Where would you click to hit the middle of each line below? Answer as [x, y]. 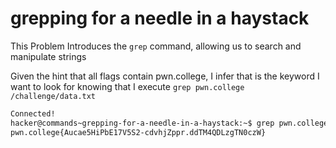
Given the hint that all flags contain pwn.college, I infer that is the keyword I [165, 76]
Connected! [33, 113]
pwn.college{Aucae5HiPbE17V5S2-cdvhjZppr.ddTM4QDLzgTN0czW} [138, 132]
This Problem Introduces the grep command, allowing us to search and [156, 46]
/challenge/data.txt [53, 96]
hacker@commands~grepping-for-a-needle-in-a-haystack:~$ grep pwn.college [169, 123]
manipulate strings [48, 56]
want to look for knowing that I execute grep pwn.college [127, 86]
